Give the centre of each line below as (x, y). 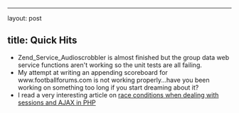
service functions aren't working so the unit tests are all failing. (110, 65)
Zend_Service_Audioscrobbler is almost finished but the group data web (123, 57)
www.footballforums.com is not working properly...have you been (113, 80)
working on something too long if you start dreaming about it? (108, 87)
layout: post (25, 18)
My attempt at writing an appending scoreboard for (93, 72)
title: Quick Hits (42, 41)
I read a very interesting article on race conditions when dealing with (118, 95)
